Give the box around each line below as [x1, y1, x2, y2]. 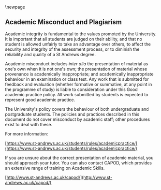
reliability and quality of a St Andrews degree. [5, 51, 96, 57]
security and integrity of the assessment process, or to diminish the [5, 46, 140, 52]
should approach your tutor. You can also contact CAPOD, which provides [5, 160, 152, 166]
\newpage [5, 4, 26, 10]
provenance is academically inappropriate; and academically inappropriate [5, 71, 154, 77]
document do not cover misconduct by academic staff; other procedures [5, 116, 150, 122]
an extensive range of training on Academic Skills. [5, 165, 105, 171]
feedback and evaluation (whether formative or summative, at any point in [5, 81, 152, 87]
